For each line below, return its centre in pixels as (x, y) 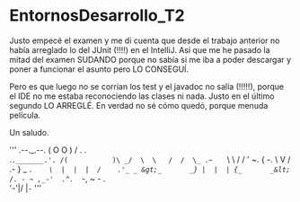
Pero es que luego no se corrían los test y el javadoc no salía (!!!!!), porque (147, 86)
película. (25, 115)
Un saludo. (29, 132)
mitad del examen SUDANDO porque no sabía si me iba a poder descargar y (150, 59)
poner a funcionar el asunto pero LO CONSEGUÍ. (99, 69)
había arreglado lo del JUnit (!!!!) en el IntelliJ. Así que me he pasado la (140, 49)
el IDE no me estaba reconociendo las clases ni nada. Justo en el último (142, 96)
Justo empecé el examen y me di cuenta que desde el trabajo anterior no (145, 40)
